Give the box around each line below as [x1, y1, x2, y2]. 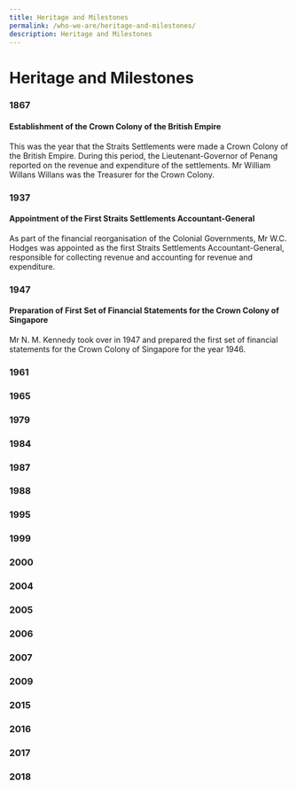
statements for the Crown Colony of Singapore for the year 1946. [9, 343, 246, 355]
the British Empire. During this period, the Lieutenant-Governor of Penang [9, 150, 278, 160]
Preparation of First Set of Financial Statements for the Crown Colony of [9, 305, 279, 316]
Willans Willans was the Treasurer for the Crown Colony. [9, 169, 215, 180]
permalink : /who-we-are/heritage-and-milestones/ [9, 21, 197, 30]
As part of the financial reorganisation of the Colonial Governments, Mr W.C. [9, 232, 287, 244]
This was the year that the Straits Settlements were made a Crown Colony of [9, 141, 289, 152]
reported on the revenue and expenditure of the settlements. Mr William [9, 160, 271, 170]
